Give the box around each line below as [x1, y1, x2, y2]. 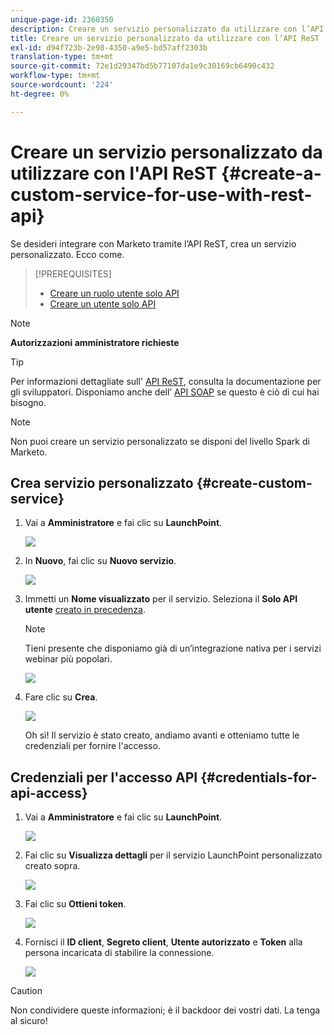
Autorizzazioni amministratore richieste [10, 336, 180, 348]
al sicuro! [10, 1015, 48, 1027]
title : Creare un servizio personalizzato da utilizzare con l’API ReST [10, 33, 320, 43]
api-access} [10, 784, 88, 801]
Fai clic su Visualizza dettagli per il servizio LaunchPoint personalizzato [24, 849, 323, 861]
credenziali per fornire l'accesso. [24, 740, 161, 752]
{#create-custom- [196, 474, 313, 491]
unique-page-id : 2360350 [10, 14, 114, 25]
